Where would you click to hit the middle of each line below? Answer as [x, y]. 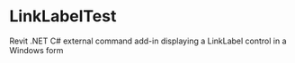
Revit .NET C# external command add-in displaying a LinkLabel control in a [148, 41]
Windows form [36, 50]
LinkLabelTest [63, 16]
